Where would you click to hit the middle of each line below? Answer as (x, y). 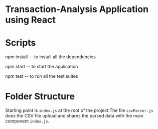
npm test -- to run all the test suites (42, 76)
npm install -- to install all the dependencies (51, 57)
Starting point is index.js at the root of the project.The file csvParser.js (80, 110)
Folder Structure (40, 97)
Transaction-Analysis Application (77, 9)
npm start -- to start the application (42, 67)
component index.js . (27, 121)
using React (31, 20)
